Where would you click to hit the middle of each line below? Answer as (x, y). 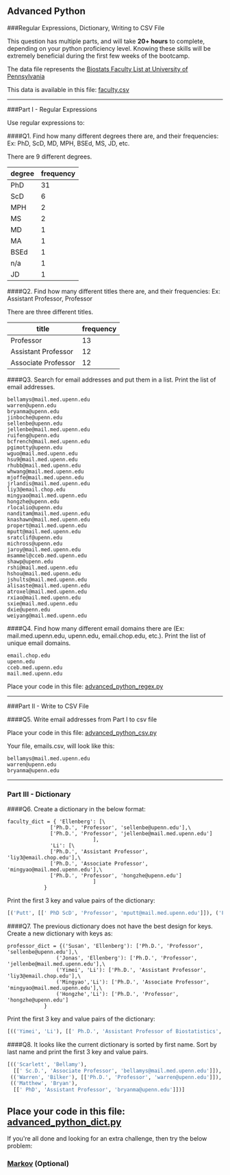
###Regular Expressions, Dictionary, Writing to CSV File (86, 27)
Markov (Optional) (38, 1163)
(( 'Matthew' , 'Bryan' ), (44, 1084)
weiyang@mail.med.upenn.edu (47, 616)
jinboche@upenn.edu (35, 417)
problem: (20, 1146)
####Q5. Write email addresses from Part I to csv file (82, 719)
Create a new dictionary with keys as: (60, 933)
